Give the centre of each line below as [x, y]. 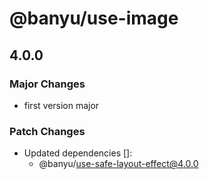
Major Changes [47, 84]
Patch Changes [47, 131]
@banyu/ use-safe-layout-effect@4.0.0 [118, 164]
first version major [61, 105]
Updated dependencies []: [78, 153]
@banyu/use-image [94, 18]
